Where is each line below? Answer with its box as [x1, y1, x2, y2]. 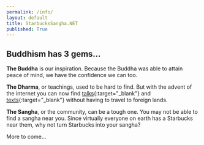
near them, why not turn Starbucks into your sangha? [6, 121, 141, 128]
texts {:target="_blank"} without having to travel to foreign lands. [6, 96, 168, 104]
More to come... [6, 133, 47, 141]
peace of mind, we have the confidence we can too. [6, 72, 138, 79]
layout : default [6, 15, 48, 21]
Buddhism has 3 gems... [6, 48, 101, 59]
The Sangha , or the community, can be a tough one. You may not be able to [6, 108, 198, 116]
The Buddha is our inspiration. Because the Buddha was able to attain [6, 65, 183, 72]
